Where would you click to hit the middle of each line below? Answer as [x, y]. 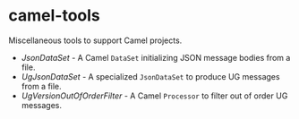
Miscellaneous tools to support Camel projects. [95, 40]
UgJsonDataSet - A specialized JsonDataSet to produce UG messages [150, 76]
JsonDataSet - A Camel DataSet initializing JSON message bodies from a [156, 57]
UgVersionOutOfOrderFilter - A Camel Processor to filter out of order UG [154, 96]
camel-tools [54, 16]
